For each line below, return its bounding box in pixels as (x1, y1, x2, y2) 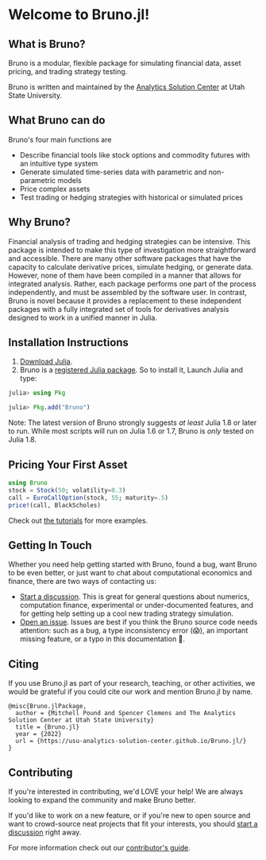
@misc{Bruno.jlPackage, (8, 702, 87, 710)
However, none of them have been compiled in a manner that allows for (8, 270, 242, 280)
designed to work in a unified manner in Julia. (8, 313, 157, 322)
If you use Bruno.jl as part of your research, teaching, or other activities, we (8, 679, 256, 688)
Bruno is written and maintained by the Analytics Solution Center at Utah (8, 82, 245, 91)
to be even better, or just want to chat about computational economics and (8, 568, 253, 578)
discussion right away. (8, 827, 82, 837)
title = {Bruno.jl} (15, 723, 80, 731)
